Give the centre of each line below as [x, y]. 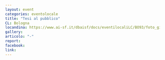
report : [13, 41]
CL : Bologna [17, 23]
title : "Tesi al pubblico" [33, 18]
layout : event [20, 9]
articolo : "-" [20, 37]
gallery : [14, 32]
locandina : [16, 28]
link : [11, 50]
